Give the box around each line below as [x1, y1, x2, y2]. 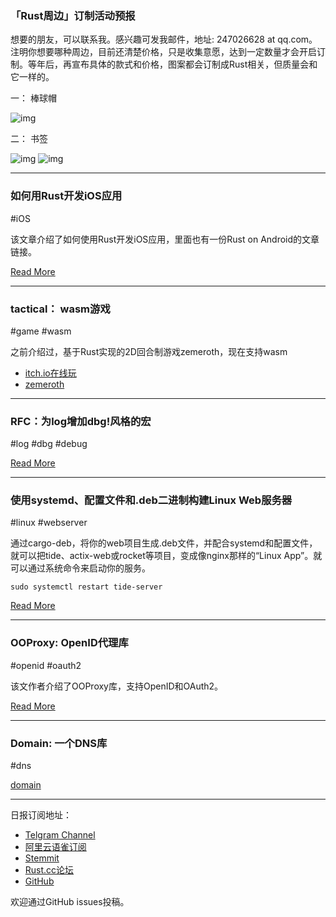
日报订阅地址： [10, 809, 72, 821]
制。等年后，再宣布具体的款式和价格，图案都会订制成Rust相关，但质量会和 [10, 58, 318, 71]
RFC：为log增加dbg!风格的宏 [10, 414, 152, 428]
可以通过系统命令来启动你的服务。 [10, 562, 151, 574]
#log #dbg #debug [10, 438, 88, 450]
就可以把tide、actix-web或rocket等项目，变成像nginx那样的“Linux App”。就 [10, 550, 323, 562]
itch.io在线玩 [24, 367, 77, 379]
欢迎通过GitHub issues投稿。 [10, 896, 130, 908]
